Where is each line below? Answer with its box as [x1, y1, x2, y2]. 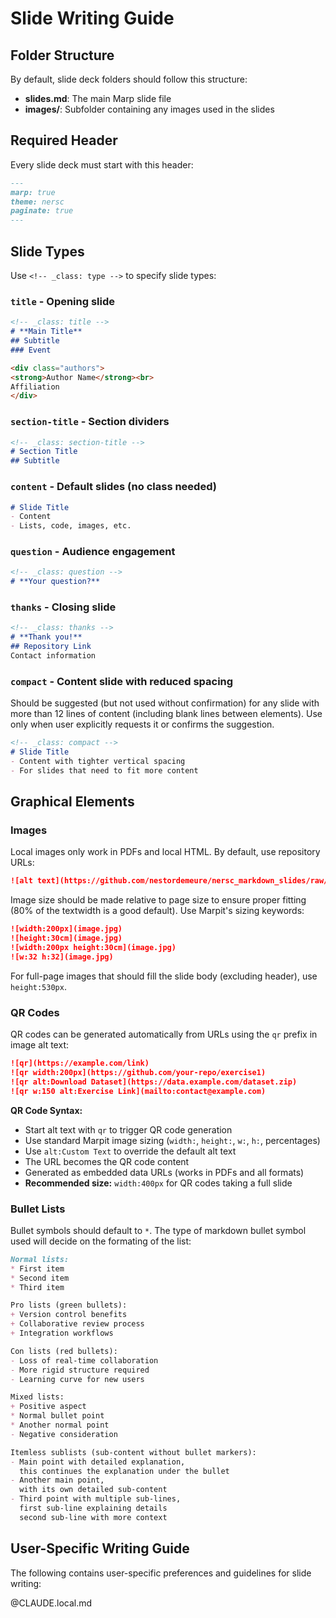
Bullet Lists [10, 1202, 66, 1216]
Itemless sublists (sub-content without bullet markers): [10, 1447, 257, 1457]
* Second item [10, 1273, 70, 1283]
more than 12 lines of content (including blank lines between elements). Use [10, 708, 323, 720]
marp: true [10, 187, 56, 197]
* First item [10, 1263, 65, 1274]
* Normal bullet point [10, 1411, 105, 1421]
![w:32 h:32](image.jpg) [10, 952, 114, 962]
